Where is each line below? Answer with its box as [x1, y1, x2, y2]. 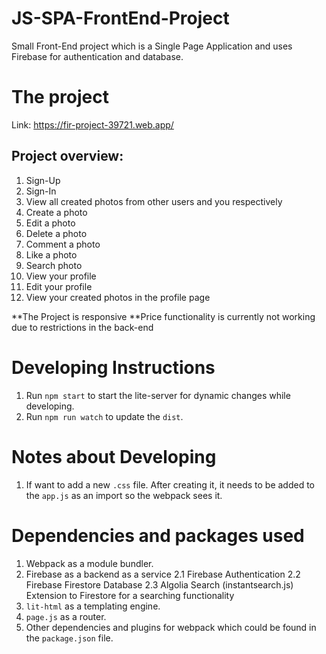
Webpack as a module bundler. [25, 557, 154, 569]
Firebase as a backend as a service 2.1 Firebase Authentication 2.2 [25, 568, 301, 580]
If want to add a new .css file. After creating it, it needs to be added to [25, 478, 316, 491]
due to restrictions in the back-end [11, 321, 154, 333]
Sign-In [25, 185, 57, 197]
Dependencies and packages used [11, 524, 305, 547]
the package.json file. [25, 632, 114, 644]
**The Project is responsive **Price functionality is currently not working [11, 310, 316, 322]
